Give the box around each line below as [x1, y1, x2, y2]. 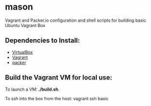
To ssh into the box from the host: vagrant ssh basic [5, 95, 109, 101]
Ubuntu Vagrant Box [5, 22, 45, 28]
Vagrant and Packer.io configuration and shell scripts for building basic [5, 17, 147, 23]
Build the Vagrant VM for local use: [5, 74, 112, 82]
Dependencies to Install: [5, 37, 80, 45]
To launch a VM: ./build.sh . [5, 86, 60, 92]
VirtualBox [12, 49, 33, 55]
